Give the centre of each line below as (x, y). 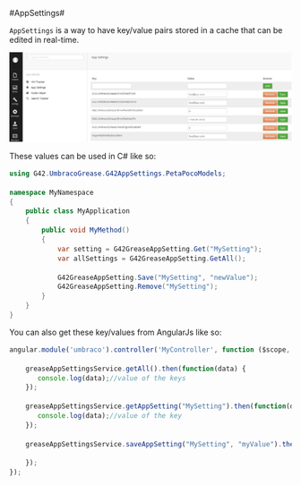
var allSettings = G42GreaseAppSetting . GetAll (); (151, 259)
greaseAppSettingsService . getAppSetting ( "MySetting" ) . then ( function (156, 406)
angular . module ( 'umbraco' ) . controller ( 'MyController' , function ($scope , (150, 349)
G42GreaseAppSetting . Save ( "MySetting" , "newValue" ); (157, 277)
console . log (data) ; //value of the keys (112, 378)
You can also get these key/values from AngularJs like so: (116, 332)
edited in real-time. (44, 40)
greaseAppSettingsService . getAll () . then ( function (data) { (136, 369)
